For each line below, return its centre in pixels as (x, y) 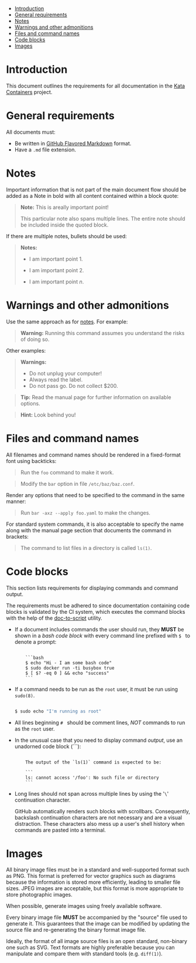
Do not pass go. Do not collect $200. (73, 386)
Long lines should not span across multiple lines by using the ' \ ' (92, 793)
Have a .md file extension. (45, 150)
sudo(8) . (25, 695)
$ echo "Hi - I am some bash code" (69, 663)
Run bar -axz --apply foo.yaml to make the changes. (85, 512)
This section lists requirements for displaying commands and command (92, 588)
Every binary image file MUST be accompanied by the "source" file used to (97, 917)
